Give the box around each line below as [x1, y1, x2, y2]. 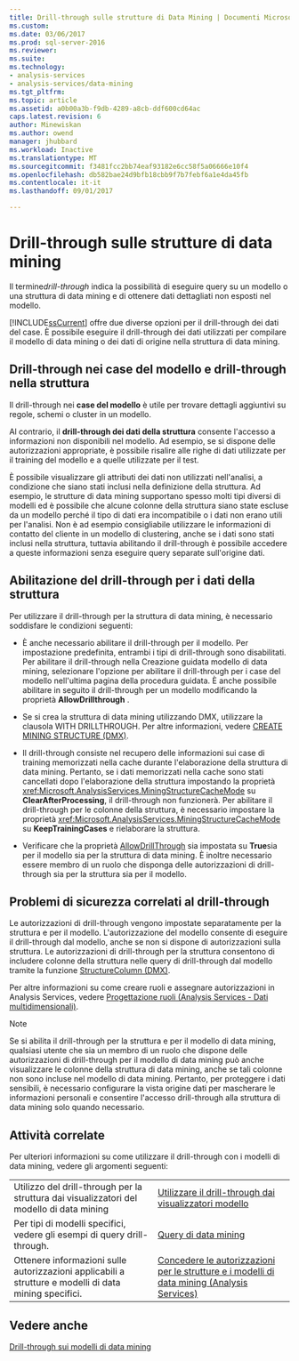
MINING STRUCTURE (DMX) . [21, 730, 129, 741]
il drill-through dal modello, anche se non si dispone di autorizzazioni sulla [9, 937, 281, 947]
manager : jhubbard [9, 137, 77, 146]
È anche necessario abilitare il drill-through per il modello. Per [21, 637, 249, 648]
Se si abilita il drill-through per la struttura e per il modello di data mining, [9, 1035, 276, 1046]
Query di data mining [157, 1228, 246, 1241]
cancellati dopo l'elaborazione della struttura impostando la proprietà [21, 776, 276, 786]
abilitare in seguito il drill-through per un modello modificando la [21, 684, 258, 695]
